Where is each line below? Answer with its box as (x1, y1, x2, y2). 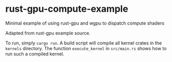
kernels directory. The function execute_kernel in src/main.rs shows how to (5, 45, 167, 51)
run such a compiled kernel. (5, 51, 64, 57)
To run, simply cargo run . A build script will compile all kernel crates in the (5, 39, 162, 46)
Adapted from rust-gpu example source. (5, 30, 91, 36)
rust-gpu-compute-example (5, 3, 128, 15)
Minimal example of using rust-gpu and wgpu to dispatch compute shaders (5, 20, 164, 26)
